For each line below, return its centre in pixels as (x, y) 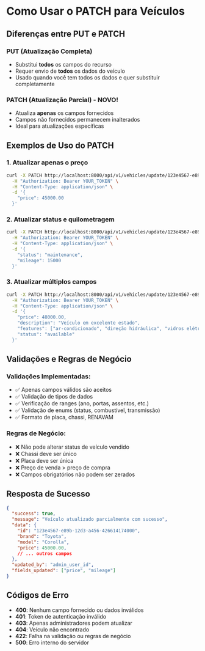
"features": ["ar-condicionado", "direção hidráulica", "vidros (101, 329)
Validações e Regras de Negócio (69, 359)
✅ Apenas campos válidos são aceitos (63, 390)
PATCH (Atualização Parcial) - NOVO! (63, 100)
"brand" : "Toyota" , (42, 536)
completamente (35, 84)
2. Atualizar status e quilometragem (60, 219)
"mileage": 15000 (39, 260)
